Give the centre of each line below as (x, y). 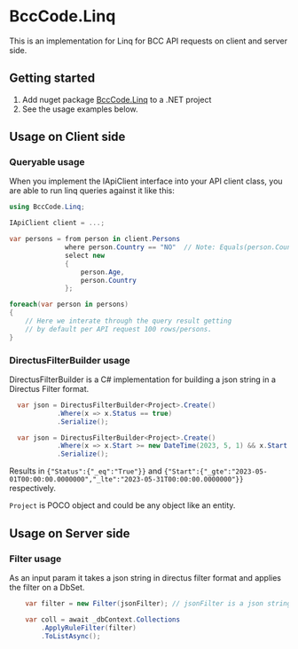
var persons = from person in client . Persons (94, 239)
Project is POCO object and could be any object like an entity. (122, 505)
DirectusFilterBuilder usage (70, 360)
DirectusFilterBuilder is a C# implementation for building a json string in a (143, 379)
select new (85, 255)
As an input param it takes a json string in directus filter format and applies (145, 577)
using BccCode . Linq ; (47, 207)
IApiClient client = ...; (57, 223)
